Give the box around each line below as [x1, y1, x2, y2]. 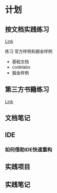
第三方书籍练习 [5, 85, 49, 94]
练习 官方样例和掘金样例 [5, 48, 53, 54]
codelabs [11, 64, 31, 70]
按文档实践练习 [5, 25, 49, 33]
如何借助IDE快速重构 [5, 146, 53, 153]
